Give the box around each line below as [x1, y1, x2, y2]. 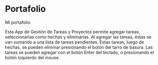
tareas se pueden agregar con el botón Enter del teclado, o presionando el [5, 49, 154, 55]
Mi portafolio [5, 19, 31, 25]
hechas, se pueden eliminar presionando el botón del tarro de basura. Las [5, 44, 153, 50]
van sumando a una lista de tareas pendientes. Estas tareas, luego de [5, 39, 144, 45]
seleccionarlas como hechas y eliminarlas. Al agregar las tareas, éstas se [5, 34, 152, 40]
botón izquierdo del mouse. [5, 54, 60, 60]
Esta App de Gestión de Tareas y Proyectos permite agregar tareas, [5, 29, 140, 34]
